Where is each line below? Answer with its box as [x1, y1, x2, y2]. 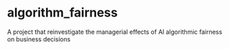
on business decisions [7, 35, 71, 43]
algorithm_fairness [7, 5, 118, 21]
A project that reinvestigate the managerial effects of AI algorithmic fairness [7, 28, 223, 36]
